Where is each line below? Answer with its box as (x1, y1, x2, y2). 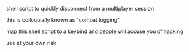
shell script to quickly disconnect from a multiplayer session (6, 5, 154, 12)
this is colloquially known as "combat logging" (6, 17, 120, 23)
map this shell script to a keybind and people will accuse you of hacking (6, 28, 184, 35)
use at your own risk (6, 40, 57, 46)
